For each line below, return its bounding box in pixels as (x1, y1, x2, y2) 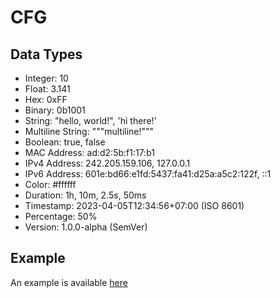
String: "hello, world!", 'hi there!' (24, 115, 157, 126)
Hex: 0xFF (24, 94, 68, 105)
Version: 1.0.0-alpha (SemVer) (24, 221, 148, 233)
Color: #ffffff (24, 179, 77, 190)
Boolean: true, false (24, 136, 106, 148)
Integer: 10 (24, 72, 69, 84)
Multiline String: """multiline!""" (24, 126, 155, 137)
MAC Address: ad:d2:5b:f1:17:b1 (24, 147, 155, 158)
